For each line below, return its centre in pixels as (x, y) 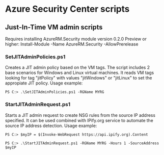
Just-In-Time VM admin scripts (54, 27)
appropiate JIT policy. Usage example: (44, 83)
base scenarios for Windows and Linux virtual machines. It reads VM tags (80, 73)
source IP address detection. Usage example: (51, 126)
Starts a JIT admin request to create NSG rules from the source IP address (80, 115)
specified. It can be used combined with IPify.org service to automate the (79, 120)
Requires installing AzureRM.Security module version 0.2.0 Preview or (76, 39)
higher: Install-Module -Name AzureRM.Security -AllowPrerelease (72, 44)
